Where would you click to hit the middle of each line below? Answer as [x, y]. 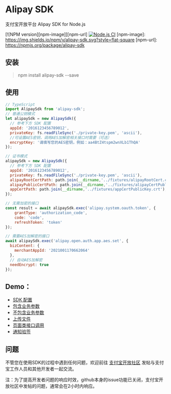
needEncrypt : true [30, 265]
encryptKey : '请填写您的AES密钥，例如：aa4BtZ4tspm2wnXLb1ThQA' [75, 142]
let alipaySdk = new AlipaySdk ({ [41, 119]
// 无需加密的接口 [22, 203]
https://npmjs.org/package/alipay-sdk [45, 45]
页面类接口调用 [28, 325]
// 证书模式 [17, 156]
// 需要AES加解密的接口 [27, 236]
